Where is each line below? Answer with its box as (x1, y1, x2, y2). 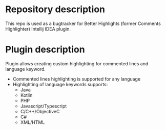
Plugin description (5, 44, 86, 56)
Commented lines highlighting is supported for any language (12, 75, 141, 82)
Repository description (5, 4, 105, 15)
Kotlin (20, 92, 33, 98)
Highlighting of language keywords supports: (12, 81, 108, 87)
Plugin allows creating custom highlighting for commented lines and (5, 60, 149, 67)
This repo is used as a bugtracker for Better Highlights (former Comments (5, 20, 161, 27)
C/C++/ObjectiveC (20, 108, 60, 114)
